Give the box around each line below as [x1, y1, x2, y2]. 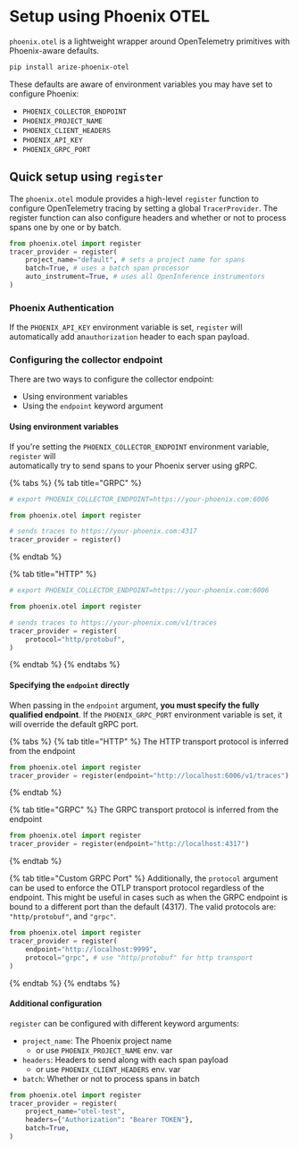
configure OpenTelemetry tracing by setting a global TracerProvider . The [9, 203, 278, 214]
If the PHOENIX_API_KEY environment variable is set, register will [9, 322, 243, 332]
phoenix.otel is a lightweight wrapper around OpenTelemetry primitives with [9, 36, 290, 46]
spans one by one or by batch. [9, 222, 122, 232]
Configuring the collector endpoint [9, 354, 163, 366]
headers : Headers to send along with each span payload [21, 1054, 229, 1065]
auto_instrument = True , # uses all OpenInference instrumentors [25, 273, 266, 281]
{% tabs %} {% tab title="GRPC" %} [9, 477, 143, 488]
